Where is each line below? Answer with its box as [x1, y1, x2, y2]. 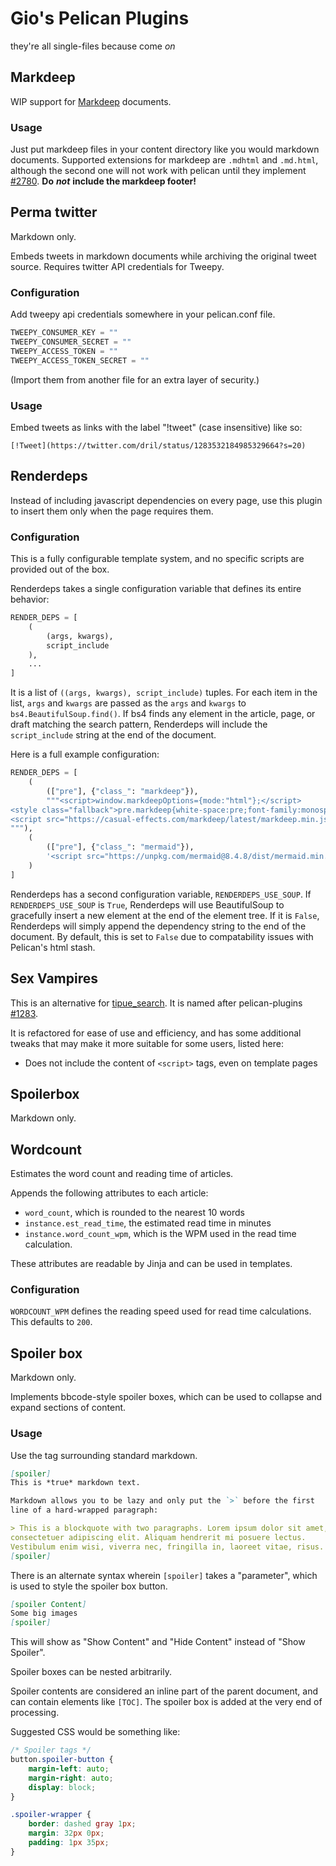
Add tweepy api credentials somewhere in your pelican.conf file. [10, 308, 276, 321]
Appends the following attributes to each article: [10, 1187, 209, 1199]
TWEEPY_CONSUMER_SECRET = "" [10, 337, 132, 347]
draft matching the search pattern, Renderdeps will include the [10, 718, 268, 731]
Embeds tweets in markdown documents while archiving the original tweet [10, 250, 317, 262]
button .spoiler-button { [10, 1755, 114, 1765]
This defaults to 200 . [10, 1316, 93, 1328]
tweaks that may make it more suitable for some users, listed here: [10, 1037, 284, 1049]
